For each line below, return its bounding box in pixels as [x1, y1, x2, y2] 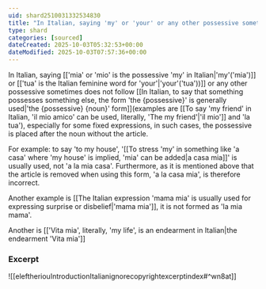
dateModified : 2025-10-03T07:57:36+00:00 [8, 48, 147, 56]
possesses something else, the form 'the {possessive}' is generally [8, 96, 227, 105]
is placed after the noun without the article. [8, 129, 149, 139]
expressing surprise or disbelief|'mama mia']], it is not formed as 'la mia [8, 202, 243, 211]
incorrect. [8, 178, 40, 187]
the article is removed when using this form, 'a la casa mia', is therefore [8, 169, 241, 179]
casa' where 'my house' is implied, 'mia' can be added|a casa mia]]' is [8, 153, 237, 162]
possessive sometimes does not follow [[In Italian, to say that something [8, 87, 244, 96]
